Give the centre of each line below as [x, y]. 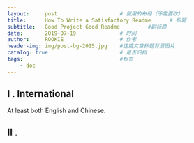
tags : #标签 [70, 59]
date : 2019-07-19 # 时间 [72, 33]
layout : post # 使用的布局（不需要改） [95, 14]
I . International [41, 94]
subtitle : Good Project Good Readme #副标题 [87, 27]
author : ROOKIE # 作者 [72, 40]
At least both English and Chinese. [57, 111]
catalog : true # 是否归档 [77, 53]
